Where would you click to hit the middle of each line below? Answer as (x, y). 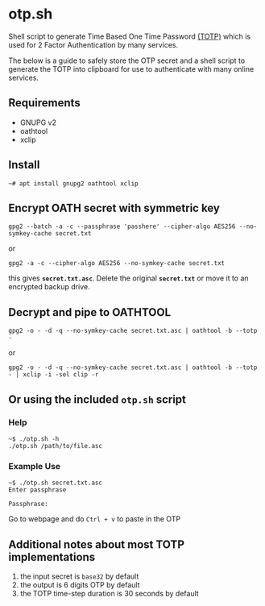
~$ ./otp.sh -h (34, 439)
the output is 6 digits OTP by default (80, 584)
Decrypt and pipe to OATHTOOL (90, 312)
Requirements (44, 103)
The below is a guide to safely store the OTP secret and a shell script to (127, 60)
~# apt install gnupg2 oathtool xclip (73, 183)
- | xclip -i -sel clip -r (54, 375)
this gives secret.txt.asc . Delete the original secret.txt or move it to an (128, 278)
